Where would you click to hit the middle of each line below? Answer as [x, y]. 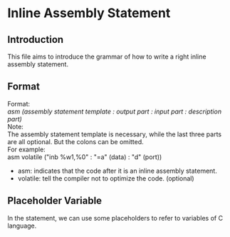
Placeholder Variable [54, 201]
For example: [27, 149]
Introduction [36, 40]
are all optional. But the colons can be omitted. [75, 141]
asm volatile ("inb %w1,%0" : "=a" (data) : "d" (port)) [85, 157]
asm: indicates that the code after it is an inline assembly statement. [117, 171]
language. [22, 226]
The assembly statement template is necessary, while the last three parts [115, 134]
